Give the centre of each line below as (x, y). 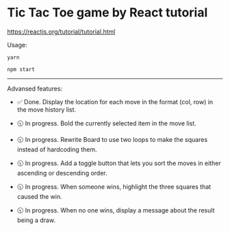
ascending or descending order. (62, 173)
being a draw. (36, 220)
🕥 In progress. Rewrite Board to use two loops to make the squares (112, 139)
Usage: (17, 45)
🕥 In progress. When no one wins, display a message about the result (116, 210)
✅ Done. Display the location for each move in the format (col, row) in (115, 101)
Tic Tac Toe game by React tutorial (107, 13)
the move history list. (47, 109)
